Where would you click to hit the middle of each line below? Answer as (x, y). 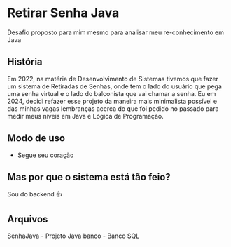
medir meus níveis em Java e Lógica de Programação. (86, 116)
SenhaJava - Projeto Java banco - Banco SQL (73, 236)
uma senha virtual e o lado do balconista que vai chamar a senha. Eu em (112, 93)
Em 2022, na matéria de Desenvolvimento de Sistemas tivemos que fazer (113, 79)
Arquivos (28, 219)
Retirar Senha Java (63, 13)
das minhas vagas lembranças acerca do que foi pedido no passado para (113, 108)
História (25, 62)
